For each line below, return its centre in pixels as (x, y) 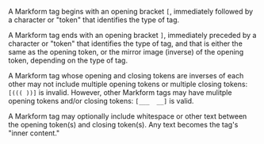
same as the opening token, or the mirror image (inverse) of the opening (126, 52)
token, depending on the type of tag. (68, 60)
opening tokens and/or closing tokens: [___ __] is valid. (101, 101)
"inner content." (34, 133)
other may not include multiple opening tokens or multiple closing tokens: (128, 84)
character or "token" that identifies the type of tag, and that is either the (126, 44)
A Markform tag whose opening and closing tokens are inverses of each (126, 76)
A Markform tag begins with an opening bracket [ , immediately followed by (131, 11)
